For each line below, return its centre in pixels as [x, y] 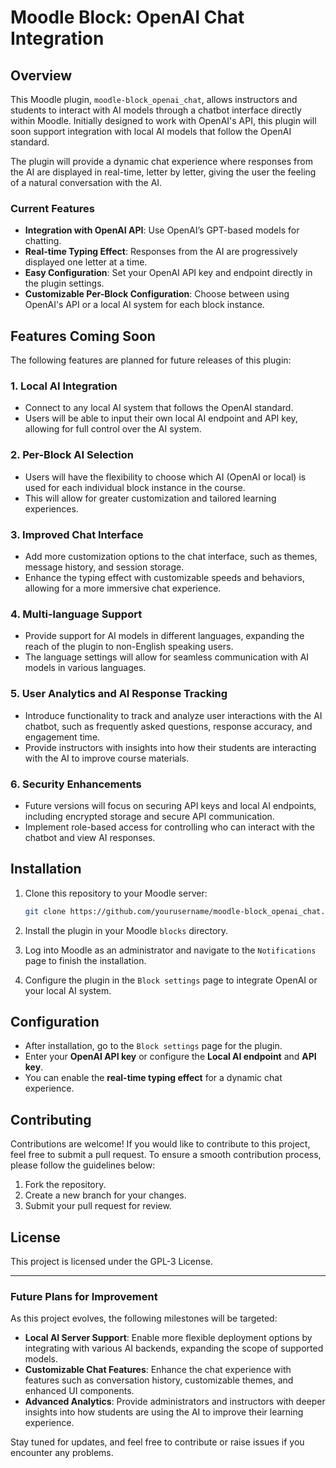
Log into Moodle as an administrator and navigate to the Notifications [170, 950]
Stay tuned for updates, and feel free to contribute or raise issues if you [157, 1442]
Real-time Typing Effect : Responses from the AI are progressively [161, 252]
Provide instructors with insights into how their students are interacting [170, 747]
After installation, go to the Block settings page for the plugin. [153, 1046]
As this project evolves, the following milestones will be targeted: [144, 1318]
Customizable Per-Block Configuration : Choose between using [157, 294]
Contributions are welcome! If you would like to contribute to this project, [160, 1144]
